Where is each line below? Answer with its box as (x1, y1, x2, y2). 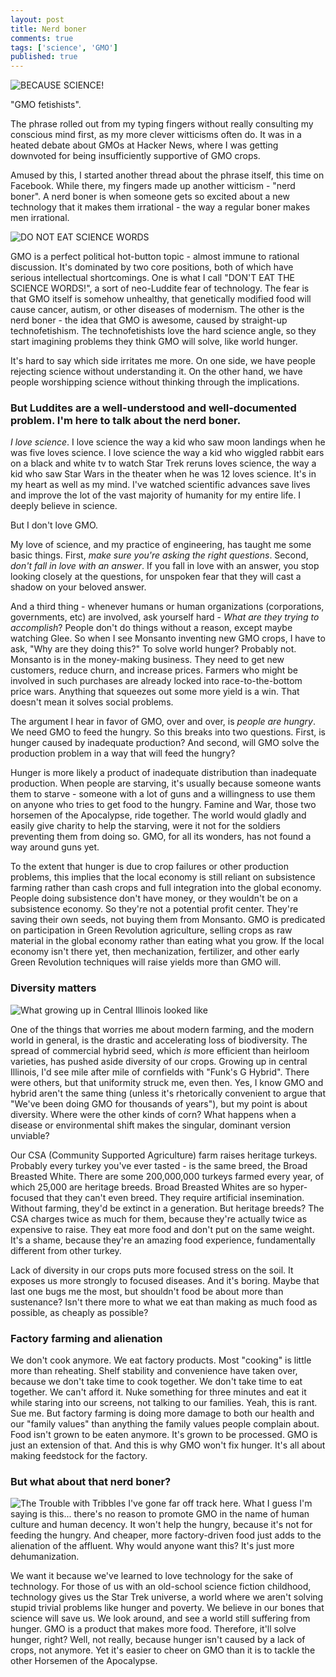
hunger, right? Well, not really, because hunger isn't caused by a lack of (10, 1634, 306, 1646)
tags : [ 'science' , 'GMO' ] (10, 42, 118, 53)
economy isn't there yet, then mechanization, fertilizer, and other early (10, 946, 300, 958)
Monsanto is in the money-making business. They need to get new (10, 654, 285, 666)
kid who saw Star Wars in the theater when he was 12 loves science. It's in (10, 468, 317, 480)
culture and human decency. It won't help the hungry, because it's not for (10, 1519, 313, 1531)
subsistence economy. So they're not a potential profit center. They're (10, 903, 299, 915)
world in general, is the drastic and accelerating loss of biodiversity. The (10, 1034, 308, 1046)
